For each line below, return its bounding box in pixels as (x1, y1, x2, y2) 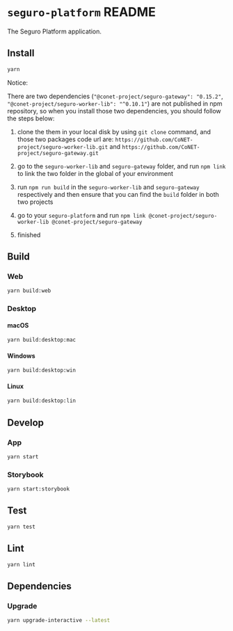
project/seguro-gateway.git (17, 150, 99, 157)
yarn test (7, 523, 36, 530)
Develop (7, 417, 44, 429)
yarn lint (7, 561, 36, 568)
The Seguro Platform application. (7, 27, 102, 35)
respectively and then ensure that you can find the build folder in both (17, 190, 219, 198)
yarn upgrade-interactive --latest (7, 617, 111, 624)
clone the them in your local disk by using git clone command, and (17, 127, 211, 136)
